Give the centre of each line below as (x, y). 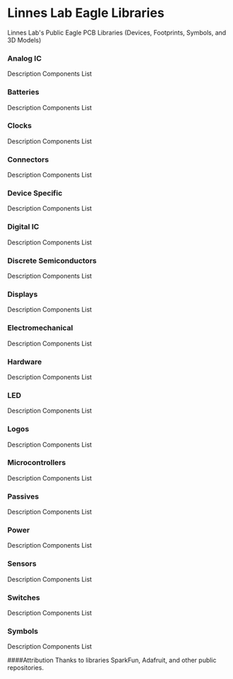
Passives (23, 496)
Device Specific (35, 194)
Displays (23, 294)
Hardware (25, 362)
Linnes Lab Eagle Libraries (86, 13)
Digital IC (23, 227)
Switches (24, 597)
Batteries (23, 92)
